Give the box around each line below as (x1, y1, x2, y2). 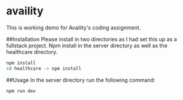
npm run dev (6, 88, 36, 94)
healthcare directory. (6, 48, 58, 55)
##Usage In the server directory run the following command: (6, 76, 155, 83)
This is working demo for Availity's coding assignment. (6, 24, 141, 31)
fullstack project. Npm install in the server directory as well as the (6, 42, 167, 49)
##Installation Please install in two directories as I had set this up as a (6, 35, 178, 43)
